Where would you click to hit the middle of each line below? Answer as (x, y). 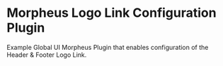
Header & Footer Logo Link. (47, 55)
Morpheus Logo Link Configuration (111, 13)
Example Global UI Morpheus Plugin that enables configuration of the (108, 47)
